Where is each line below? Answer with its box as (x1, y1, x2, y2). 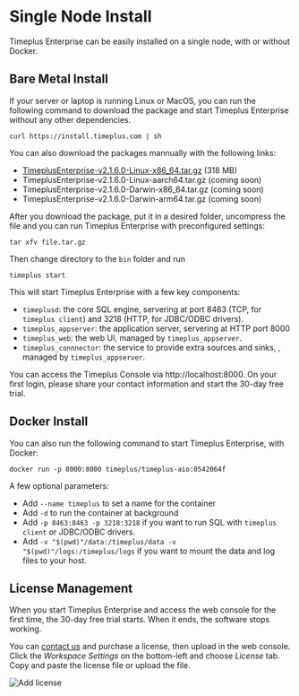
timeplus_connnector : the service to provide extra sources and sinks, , (21, 342, 281, 352)
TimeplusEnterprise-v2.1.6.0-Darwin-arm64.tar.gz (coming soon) (21, 193, 262, 204)
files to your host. (21, 554, 88, 566)
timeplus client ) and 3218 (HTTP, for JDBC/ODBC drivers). (21, 313, 244, 324)
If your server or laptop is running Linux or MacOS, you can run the (9, 95, 257, 106)
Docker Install (9, 414, 89, 430)
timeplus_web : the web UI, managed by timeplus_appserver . (21, 332, 243, 343)
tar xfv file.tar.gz (9, 238, 87, 247)
